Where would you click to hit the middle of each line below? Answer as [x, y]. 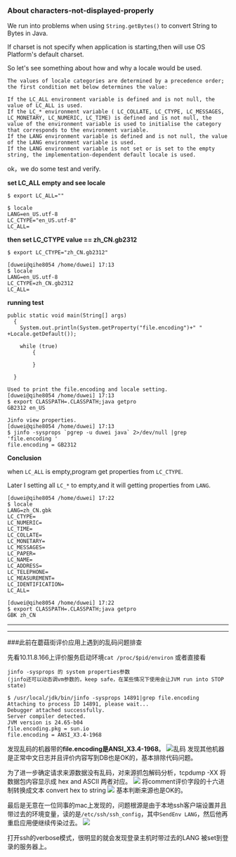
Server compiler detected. [47, 717]
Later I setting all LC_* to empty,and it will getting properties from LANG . [109, 485]
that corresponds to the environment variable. [78, 130]
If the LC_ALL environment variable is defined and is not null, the [111, 100]
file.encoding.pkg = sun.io [48, 729]
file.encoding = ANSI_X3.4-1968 [54, 735]
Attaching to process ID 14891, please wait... [78, 704]
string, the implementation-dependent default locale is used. [102, 155]
